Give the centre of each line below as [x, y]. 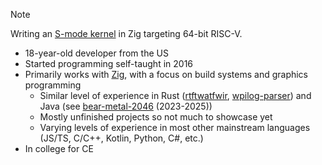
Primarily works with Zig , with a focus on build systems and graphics [166, 74]
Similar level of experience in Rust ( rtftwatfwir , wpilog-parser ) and [175, 95]
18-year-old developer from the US [96, 53]
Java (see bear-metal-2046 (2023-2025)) [126, 106]
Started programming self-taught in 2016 [109, 63]
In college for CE [59, 148]
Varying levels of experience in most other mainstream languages [175, 127]
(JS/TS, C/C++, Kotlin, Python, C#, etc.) [121, 138]
